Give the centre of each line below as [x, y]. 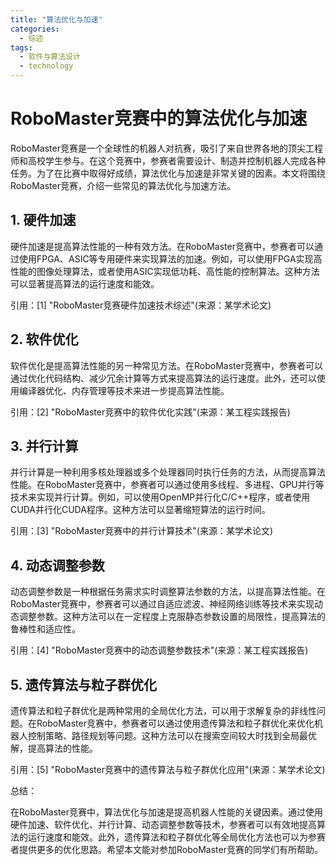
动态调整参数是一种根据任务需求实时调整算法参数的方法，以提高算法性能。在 [168, 592]
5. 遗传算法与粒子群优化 [83, 684]
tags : [21, 47]
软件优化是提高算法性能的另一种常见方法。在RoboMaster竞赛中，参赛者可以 [166, 365]
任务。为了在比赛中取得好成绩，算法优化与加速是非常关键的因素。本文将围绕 [168, 173]
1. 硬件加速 [43, 220]
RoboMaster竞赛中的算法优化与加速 [159, 118]
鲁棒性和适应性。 [45, 629]
